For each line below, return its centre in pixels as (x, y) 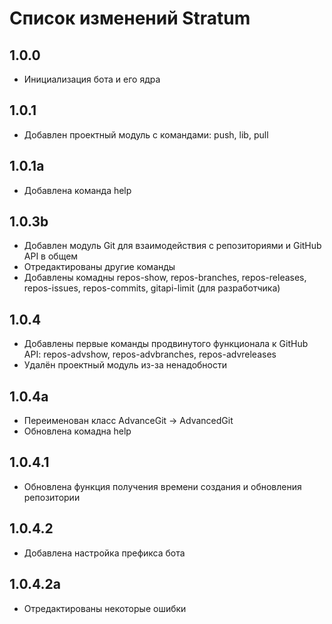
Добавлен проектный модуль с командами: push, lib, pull (146, 134)
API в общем (51, 256)
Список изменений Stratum (130, 18)
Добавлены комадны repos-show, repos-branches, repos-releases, (165, 278)
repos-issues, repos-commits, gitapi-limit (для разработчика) (152, 288)
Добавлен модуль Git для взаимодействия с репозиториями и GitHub (172, 246)
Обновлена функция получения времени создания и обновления (162, 486)
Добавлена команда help (77, 190)
